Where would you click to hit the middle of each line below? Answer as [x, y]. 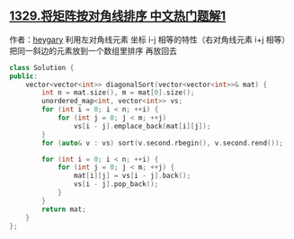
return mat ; [64, 209]
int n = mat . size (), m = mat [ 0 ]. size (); [118, 93]
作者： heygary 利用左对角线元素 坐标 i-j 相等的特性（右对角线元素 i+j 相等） [150, 40]
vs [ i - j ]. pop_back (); [116, 184]
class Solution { [42, 67]
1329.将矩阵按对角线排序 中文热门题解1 [118, 16]
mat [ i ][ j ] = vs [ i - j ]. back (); [132, 176]
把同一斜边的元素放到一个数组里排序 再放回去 [93, 50]
